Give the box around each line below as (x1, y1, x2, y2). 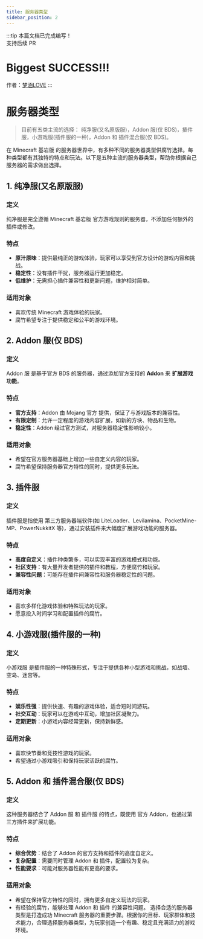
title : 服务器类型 (6, 8, 48, 15)
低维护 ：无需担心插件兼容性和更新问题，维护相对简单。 (14, 277, 153, 284)
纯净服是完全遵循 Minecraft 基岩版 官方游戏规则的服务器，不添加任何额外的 (6, 216, 193, 223)
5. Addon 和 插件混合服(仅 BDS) (6, 776, 125, 786)
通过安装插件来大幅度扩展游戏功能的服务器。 (69, 524, 181, 531)
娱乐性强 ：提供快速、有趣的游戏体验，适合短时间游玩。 (14, 703, 153, 710)
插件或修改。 (6, 223, 38, 230)
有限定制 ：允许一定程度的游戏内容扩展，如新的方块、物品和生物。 (14, 416, 179, 423)
